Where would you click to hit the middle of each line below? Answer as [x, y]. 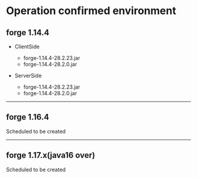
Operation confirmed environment [91, 11]
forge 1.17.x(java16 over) [51, 155]
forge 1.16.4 [28, 117]
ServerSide [28, 75]
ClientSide [27, 46]
